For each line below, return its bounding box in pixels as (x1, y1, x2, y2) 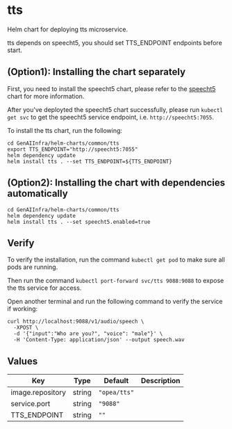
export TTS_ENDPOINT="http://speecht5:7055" (7, 145, 138, 153)
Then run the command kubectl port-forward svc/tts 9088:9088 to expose (7, 277, 224, 285)
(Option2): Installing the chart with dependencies (7, 177, 226, 189)
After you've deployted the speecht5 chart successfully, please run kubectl (7, 105, 224, 113)
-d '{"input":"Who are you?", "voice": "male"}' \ (13, 330, 163, 337)
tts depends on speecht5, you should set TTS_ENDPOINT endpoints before (7, 38, 222, 47)
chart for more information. (7, 92, 85, 100)
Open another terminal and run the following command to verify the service (7, 298, 224, 306)
